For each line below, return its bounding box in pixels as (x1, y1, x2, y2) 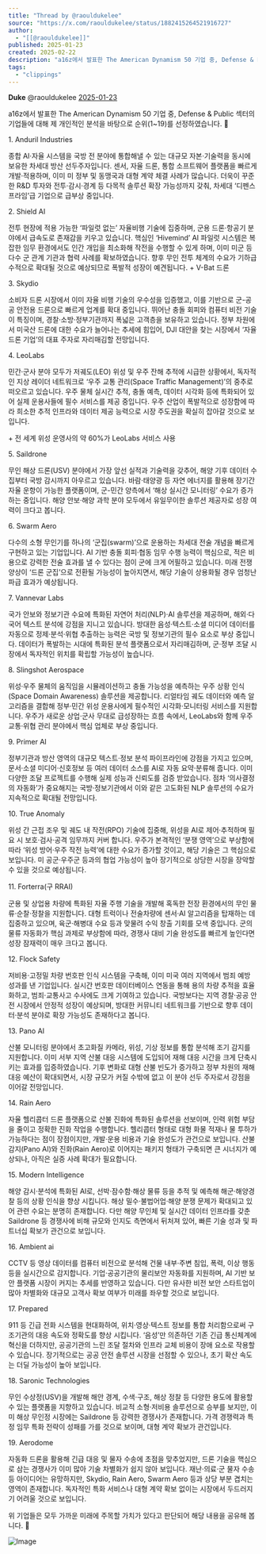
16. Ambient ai (8, 1241, 54, 1251)
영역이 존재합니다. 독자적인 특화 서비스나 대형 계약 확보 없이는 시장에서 (8, 1483, 226, 1493)
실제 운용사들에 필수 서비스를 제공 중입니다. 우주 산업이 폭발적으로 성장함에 (16, 396, 247, 406)
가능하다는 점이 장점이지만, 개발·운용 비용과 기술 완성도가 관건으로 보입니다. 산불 (8, 1134, 256, 1144)
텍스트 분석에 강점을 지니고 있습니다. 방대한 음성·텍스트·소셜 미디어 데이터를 (22, 619, 256, 629)
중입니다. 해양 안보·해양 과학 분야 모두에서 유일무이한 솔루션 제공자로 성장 (22, 495, 249, 505)
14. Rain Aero (8, 1098, 51, 1107)
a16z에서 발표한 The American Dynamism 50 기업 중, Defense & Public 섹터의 (8, 109, 256, 118)
